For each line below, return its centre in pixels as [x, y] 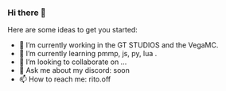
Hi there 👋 [27, 13]
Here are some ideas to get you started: [73, 30]
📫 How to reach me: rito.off [65, 79]
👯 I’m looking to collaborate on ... [73, 62]
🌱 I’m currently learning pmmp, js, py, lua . [88, 54]
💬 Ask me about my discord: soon [74, 70]
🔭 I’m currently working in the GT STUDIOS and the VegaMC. [119, 45]
